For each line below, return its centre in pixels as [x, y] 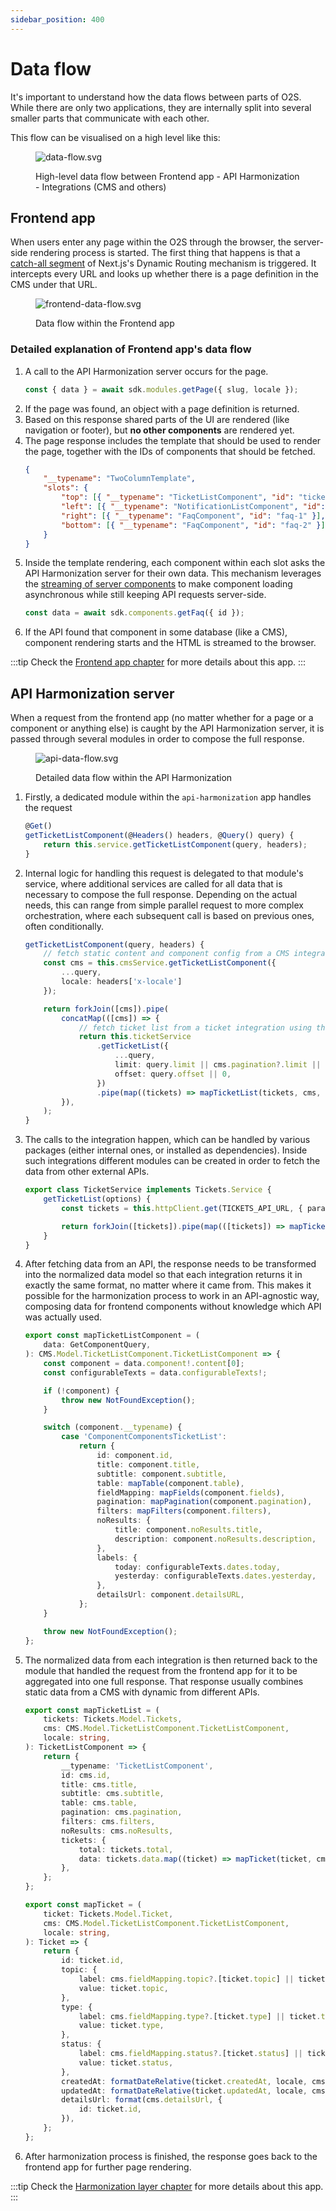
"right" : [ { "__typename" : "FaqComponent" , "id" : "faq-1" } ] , [193, 516]
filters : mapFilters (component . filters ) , [184, 1511]
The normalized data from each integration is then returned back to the [171, 1660]
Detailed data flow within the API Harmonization [134, 778]
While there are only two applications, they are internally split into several [161, 107]
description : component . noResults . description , [215, 1539]
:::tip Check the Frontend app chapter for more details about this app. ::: [158, 662]
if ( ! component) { [81, 1391]
